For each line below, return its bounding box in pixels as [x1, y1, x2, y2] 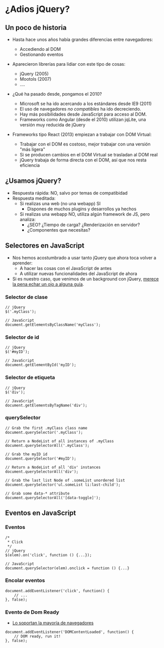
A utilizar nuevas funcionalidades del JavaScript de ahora [19, 270, 137, 276]
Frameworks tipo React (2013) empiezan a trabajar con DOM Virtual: [12, 131, 152, 137]
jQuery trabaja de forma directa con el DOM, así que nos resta [19, 157, 147, 163]
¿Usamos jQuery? [5, 177, 61, 185]
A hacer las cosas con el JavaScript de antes [19, 265, 112, 271]
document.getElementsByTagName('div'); [5, 402, 88, 408]
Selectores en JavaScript [5, 242, 85, 250]
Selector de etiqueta [5, 374, 55, 381]
